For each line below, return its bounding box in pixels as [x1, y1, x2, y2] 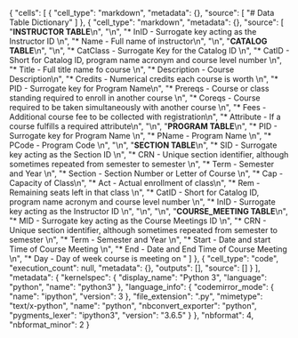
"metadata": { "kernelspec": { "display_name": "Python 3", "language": [9, 272, 268, 283]
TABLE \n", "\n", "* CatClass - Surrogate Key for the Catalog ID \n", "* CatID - [9, 45, 290, 56]
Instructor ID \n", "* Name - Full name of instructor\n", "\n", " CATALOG [9, 36, 268, 46]
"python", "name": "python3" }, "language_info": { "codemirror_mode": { [9, 282, 274, 292]
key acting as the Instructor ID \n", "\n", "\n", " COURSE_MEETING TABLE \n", [9, 206, 288, 216]
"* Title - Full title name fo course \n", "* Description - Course [9, 64, 235, 75]
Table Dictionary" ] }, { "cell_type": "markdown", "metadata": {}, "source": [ [9, 17, 285, 28]
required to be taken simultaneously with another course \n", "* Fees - [9, 102, 267, 112]
